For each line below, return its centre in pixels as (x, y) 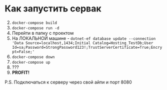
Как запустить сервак (53, 9)
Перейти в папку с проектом (43, 33)
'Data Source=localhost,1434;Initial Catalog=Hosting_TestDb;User (82, 43)
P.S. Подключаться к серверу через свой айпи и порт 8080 (68, 82)
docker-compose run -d (35, 28)
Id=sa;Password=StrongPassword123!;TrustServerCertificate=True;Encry (87, 47)
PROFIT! (21, 72)
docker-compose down (33, 57)
